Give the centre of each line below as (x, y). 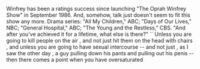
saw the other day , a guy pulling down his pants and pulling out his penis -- (100, 53)
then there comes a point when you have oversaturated (74, 60)
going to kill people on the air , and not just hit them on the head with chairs (100, 40)
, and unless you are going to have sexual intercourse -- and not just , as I (97, 47)
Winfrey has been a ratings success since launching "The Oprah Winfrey (96, 9)
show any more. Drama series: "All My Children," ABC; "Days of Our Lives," (99, 21)
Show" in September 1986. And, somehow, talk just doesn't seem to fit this (98, 15)
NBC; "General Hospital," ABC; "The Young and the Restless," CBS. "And (96, 28)
